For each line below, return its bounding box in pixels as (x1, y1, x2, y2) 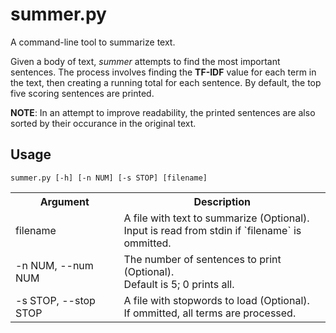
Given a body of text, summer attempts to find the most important (10, 55, 281, 67)
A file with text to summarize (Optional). (123, 211, 310, 225)
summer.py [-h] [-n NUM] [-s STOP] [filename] (10, 173, 208, 183)
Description (193, 194, 251, 208)
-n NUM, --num (15, 258, 94, 272)
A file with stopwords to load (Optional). (123, 293, 310, 307)
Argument (39, 194, 90, 208)
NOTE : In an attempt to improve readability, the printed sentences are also (10, 106, 316, 118)
